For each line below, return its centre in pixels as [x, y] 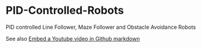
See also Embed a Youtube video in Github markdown [73, 38]
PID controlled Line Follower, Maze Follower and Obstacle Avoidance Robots [101, 27]
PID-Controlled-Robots [65, 10]
